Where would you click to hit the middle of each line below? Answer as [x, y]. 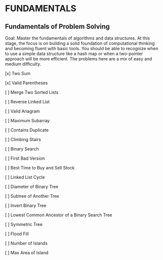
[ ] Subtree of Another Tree [32, 196]
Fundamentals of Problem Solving [57, 27]
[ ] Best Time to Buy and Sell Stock [40, 168]
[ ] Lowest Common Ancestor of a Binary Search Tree [59, 215]
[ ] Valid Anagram [22, 111]
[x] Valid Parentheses [27, 83]
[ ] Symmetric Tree [24, 224]
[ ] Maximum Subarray [27, 121]
